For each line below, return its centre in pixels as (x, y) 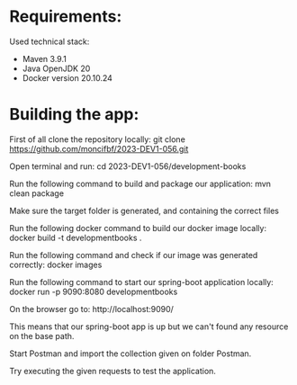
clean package (37, 193)
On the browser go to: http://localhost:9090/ (91, 309)
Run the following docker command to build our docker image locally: (138, 228)
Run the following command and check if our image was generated (134, 255)
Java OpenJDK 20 (56, 68)
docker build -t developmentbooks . (76, 237)
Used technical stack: (49, 41)
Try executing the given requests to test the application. (112, 371)
